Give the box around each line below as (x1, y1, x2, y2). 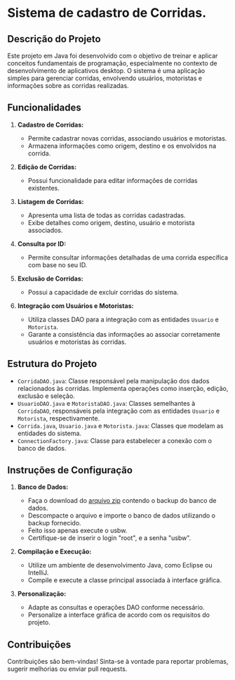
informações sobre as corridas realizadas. (7, 82, 129, 89)
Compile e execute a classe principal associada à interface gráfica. (27, 576, 222, 584)
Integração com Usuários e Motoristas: (17, 301, 134, 310)
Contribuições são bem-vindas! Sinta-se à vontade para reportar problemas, (7, 657, 229, 666)
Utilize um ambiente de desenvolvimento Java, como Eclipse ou (27, 561, 213, 570)
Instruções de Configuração (7, 464, 133, 476)
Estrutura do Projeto (7, 358, 98, 370)
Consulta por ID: (17, 239, 67, 248)
